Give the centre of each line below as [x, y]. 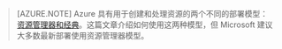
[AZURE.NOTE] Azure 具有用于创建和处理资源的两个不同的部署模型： [142, 14]
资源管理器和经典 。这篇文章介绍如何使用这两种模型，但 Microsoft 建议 [145, 24]
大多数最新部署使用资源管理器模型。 [83, 35]
